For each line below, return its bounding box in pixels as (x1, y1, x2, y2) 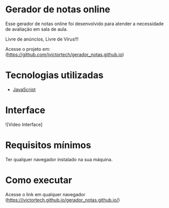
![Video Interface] (5, 121, 43, 127)
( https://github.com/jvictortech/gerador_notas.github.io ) (5, 51, 124, 58)
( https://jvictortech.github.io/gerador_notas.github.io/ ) (5, 197, 120, 203)
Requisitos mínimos (5, 140, 91, 151)
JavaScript (12, 86, 36, 92)
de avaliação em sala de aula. (5, 26, 68, 32)
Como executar (5, 174, 72, 186)
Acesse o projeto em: (5, 46, 50, 52)
